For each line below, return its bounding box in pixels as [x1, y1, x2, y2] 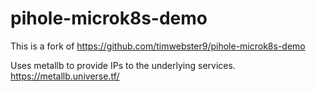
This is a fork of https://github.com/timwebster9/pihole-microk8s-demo [10, 40, 306, 52]
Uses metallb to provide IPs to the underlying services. [10, 59, 236, 71]
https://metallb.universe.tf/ [10, 70, 120, 82]
